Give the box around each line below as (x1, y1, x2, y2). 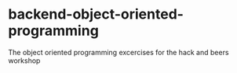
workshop (8, 56, 41, 65)
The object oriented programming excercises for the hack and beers (8, 47, 229, 57)
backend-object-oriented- (8, 5, 184, 23)
